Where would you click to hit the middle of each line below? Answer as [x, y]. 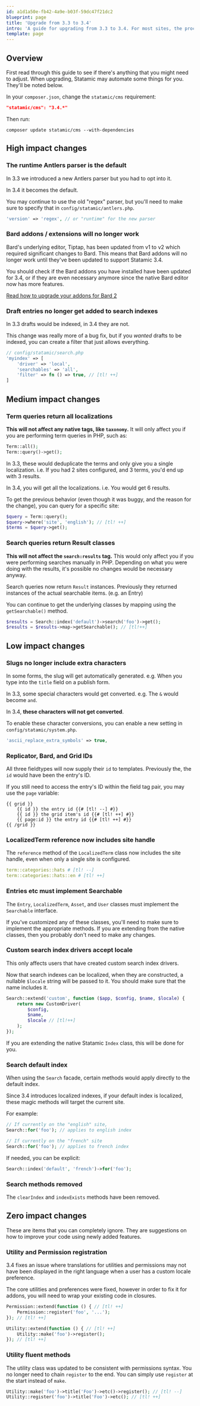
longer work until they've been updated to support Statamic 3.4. [85, 260]
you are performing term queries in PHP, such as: [67, 435]
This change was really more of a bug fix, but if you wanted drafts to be [94, 336]
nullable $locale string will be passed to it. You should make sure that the [96, 981]
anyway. [16, 575]
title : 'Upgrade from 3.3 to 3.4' [49, 23]
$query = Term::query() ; [37, 516]
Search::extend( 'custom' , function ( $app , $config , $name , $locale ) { [96, 998]
